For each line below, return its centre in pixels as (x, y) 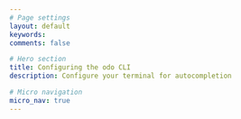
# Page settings (40, 18)
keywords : (28, 34)
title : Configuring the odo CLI (70, 68)
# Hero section (38, 59)
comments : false (40, 43)
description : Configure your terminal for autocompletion (120, 76)
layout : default (40, 26)
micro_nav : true (40, 100)
